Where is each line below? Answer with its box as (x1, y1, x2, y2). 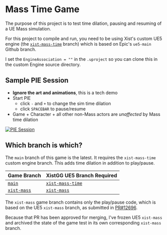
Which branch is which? (5, 141, 83, 150)
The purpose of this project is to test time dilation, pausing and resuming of (5, 20, 162, 26)
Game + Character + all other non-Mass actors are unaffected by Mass (12, 111, 160, 117)
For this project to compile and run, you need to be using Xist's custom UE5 (5, 35, 162, 42)
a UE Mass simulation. (5, 25, 51, 31)
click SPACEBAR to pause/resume (20, 105, 86, 112)
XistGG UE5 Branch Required (46, 172, 118, 179)
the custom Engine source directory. (5, 61, 81, 67)
